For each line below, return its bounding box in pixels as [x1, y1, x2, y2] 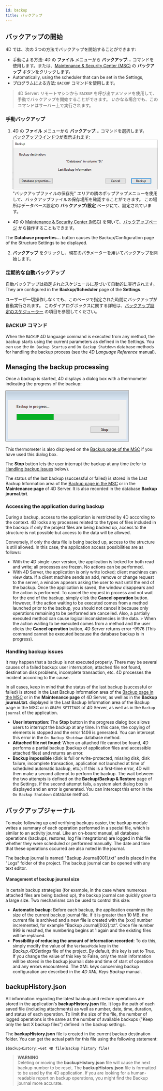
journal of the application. [5, 710, 58, 716]
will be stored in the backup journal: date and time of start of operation [12, 959, 154, 964]
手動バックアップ [5, 116, 45, 123]
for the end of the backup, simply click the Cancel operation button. [12, 595, 149, 601]
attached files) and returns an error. [12, 750, 84, 756]
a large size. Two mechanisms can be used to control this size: [5, 897, 131, 903]
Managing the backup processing [5, 363, 109, 371]
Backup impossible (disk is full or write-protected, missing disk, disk [12, 755, 150, 761]
